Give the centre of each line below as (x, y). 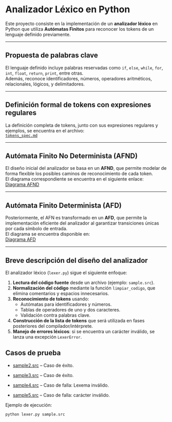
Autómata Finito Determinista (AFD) (63, 205)
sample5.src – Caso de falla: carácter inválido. (61, 395)
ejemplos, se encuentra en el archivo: (45, 130)
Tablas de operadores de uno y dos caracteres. (70, 310)
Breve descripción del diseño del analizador (77, 260)
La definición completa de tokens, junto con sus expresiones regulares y (82, 125)
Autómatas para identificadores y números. (66, 304)
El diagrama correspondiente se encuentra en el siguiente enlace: (75, 179)
